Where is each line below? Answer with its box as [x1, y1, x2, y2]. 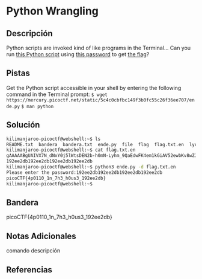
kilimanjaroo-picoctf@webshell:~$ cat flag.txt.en [6, 147, 136, 153]
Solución [6, 120, 40, 130]
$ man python [20, 103, 54, 109]
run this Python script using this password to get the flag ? [6, 51, 150, 58]
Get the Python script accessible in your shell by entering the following [6, 84, 182, 91]
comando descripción [6, 247, 61, 254]
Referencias [6, 265, 53, 275]
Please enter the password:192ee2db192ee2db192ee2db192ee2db [6, 169, 163, 176]
